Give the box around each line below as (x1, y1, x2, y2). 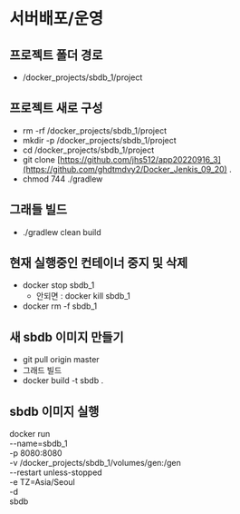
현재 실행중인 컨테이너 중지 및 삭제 (9, 255, 188, 271)
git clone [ (22, 153, 61, 164)
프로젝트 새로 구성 (9, 101, 103, 116)
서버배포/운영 (9, 8, 104, 29)
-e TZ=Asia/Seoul (9, 477, 75, 488)
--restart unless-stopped (9, 467, 102, 478)
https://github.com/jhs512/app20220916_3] (60, 153, 222, 164)
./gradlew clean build (22, 226, 101, 237)
